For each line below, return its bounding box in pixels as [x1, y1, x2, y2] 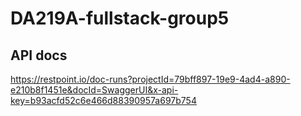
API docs [10, 47, 68, 64]
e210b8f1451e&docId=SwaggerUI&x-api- [10, 84, 179, 96]
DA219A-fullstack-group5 [10, 7, 230, 30]
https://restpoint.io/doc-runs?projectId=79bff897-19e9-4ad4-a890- [10, 73, 291, 85]
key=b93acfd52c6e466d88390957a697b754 [10, 95, 197, 106]
